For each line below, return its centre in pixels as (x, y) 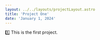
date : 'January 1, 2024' (30, 18)
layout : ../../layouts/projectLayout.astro (50, 9)
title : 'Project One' (27, 14)
